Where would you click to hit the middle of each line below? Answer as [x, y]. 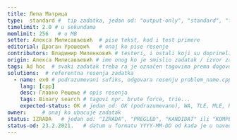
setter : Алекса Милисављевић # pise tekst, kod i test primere [104, 40]
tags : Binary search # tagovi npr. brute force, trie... [105, 100]
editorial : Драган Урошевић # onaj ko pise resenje [88, 47]
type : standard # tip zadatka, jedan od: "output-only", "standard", [115, 21]
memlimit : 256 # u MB [42, 34]
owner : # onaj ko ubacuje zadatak [64, 112]
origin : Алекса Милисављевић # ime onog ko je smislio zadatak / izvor [115, 60]
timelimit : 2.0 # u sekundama [52, 27]
